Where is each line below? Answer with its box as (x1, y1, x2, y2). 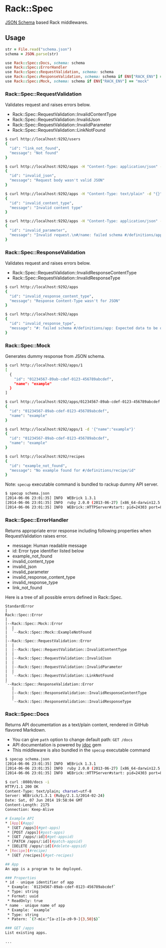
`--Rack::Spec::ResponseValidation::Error (5, 682, 94, 687)
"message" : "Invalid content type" (9, 205, 83, 210)
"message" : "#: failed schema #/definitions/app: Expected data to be (9, 325, 158, 331)
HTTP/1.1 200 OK (5, 784, 39, 789)
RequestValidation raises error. (5, 533, 68, 539)
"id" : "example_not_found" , (9, 463, 68, 468)
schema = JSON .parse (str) (5, 51, 58, 56)
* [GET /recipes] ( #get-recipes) (7, 852, 74, 858)
